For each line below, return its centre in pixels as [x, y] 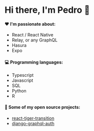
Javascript [22, 80]
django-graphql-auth [33, 123]
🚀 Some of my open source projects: [43, 107]
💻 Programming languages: [34, 62]
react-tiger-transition [33, 118]
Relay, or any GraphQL [34, 40]
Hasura [19, 45]
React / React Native [32, 35]
